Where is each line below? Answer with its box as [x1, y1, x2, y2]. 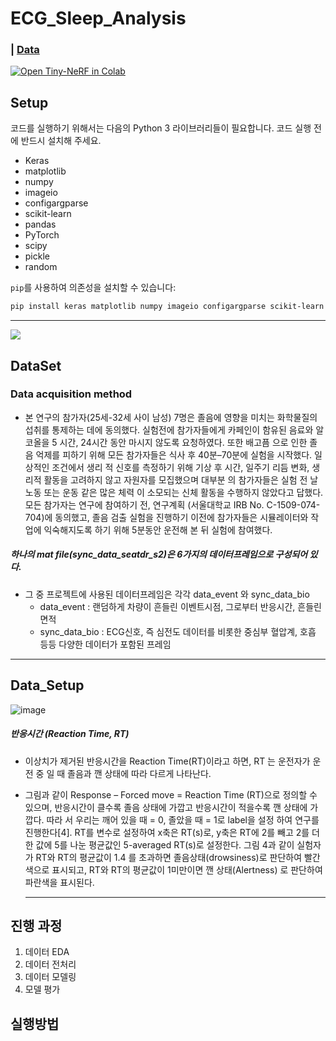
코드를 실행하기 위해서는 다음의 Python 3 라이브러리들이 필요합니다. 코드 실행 [10, 122, 312, 134]
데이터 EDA [24, 946, 70, 958]
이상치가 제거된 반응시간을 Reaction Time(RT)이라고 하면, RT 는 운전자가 [24, 755, 311, 767]
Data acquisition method [10, 387, 133, 401]
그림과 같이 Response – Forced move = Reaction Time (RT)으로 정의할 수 [24, 788, 318, 801]
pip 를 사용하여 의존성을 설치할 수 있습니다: [10, 282, 177, 294]
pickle [24, 250, 50, 262]
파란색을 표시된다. [24, 876, 95, 888]
